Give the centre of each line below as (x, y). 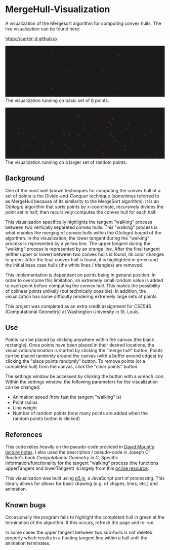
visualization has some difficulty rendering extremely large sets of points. (82, 296)
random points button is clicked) (46, 419)
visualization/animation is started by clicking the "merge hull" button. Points (84, 351)
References (24, 435)
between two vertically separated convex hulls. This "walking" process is (81, 227)
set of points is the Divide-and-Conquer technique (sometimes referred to (82, 196)
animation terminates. (28, 543)
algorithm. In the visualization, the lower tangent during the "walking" (77, 238)
